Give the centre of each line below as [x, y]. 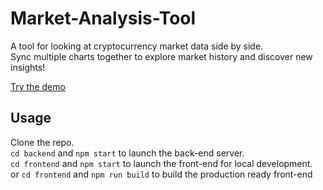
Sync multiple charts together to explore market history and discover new [161, 56]
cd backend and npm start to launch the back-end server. [127, 153]
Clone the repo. [42, 142]
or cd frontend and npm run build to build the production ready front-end [161, 174]
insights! [28, 67]
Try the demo [38, 86]
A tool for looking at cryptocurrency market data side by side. [137, 46]
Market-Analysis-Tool [103, 18]
